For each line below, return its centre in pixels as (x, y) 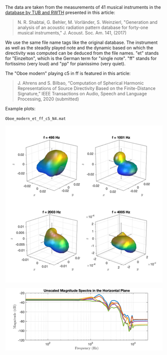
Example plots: (20, 109)
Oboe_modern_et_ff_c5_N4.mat (35, 119)
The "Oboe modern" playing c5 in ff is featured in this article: (68, 73)
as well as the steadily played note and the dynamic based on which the (79, 48)
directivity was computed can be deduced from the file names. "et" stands (82, 53)
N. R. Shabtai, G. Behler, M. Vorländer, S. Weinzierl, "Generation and (87, 22)
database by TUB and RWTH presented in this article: (60, 12)
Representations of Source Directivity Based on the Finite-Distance (86, 88)
